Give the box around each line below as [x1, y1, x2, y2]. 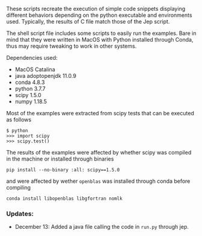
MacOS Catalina [14, 66, 55, 73]
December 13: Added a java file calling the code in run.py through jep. [14, 223, 189, 231]
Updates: [6, 209, 34, 218]
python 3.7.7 [14, 85, 46, 92]
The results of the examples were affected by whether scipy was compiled [6, 149, 192, 156]
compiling [6, 184, 31, 191]
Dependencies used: [6, 54, 58, 61]
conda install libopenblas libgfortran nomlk [6, 196, 122, 202]
